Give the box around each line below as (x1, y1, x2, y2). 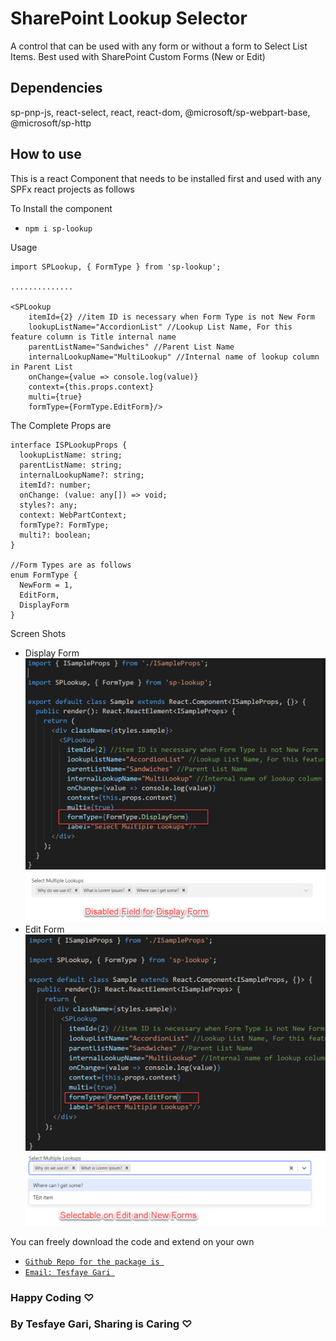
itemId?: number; (19, 480, 92, 490)
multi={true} (28, 392, 83, 402)
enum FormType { (10, 570, 78, 580)
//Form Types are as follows (10, 560, 132, 570)
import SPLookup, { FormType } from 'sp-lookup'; (10, 262, 222, 272)
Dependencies (10, 80, 103, 97)
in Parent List (10, 362, 74, 372)
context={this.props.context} (28, 382, 155, 392)
